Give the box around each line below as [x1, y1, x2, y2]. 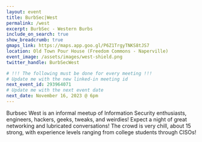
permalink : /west [6, 20, 50, 26]
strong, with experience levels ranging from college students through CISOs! [6, 128, 197, 136]
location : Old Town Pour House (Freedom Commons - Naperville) [6, 48, 169, 54]
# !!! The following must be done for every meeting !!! [6, 70, 153, 76]
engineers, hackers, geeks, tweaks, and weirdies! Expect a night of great [6, 115, 188, 123]
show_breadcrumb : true [6, 37, 63, 43]
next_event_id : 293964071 [6, 82, 71, 88]
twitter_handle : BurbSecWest [6, 59, 80, 65]
